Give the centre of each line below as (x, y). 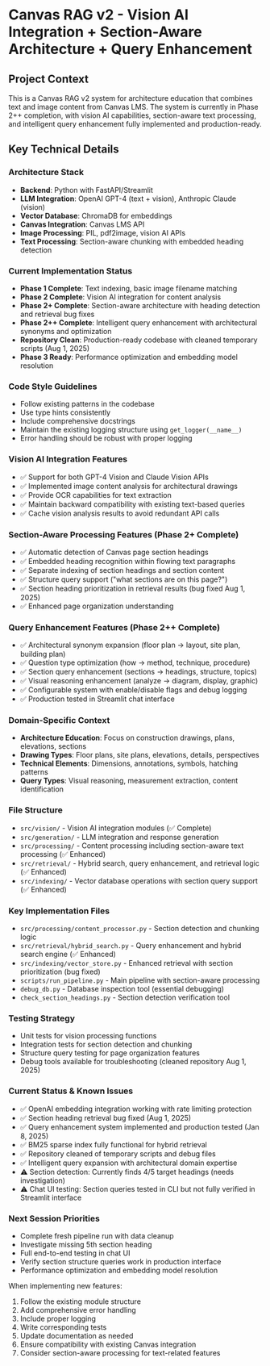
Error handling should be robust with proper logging (106, 438)
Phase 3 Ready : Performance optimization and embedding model (129, 357)
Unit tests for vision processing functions (88, 1036)
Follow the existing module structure (80, 1301)
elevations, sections (53, 746)
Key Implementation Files (59, 911)
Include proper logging (58, 1318)
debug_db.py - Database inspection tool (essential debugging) (122, 989)
